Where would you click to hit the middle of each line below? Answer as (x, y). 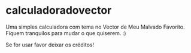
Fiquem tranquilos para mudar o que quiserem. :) (66, 33)
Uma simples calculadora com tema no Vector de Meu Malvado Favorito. (95, 27)
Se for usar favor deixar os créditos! (50, 45)
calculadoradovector (59, 10)
